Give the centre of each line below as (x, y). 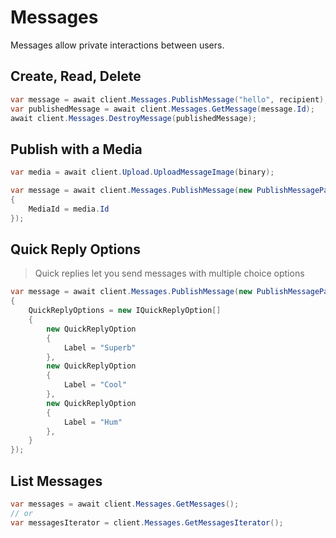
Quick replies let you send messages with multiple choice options (169, 273)
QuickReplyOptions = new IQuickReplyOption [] (125, 311)
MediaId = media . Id (69, 209)
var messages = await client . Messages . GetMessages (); (125, 504)
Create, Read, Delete (76, 76)
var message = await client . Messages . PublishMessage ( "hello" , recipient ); (169, 99)
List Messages (56, 481)
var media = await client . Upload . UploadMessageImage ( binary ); (142, 172)
